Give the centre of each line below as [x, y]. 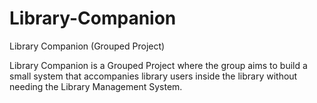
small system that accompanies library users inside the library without [153, 76]
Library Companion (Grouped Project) [87, 46]
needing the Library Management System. [96, 86]
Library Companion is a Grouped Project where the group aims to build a [158, 65]
